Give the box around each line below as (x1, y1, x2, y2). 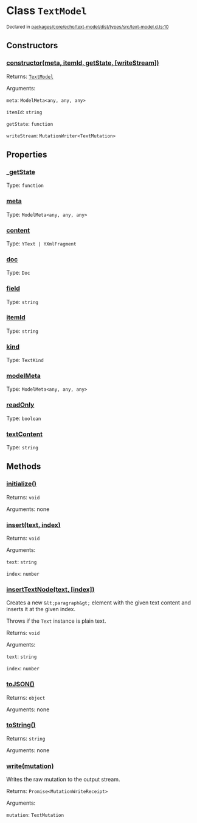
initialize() (6, 480, 36, 488)
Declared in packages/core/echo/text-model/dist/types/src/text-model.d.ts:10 (6, 24, 169, 30)
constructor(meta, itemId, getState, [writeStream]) (6, 59, 159, 67)
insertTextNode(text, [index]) (6, 585, 95, 593)
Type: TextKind (6, 357, 44, 364)
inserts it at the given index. (6, 606, 76, 613)
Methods (6, 462, 41, 472)
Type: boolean (6, 415, 41, 422)
